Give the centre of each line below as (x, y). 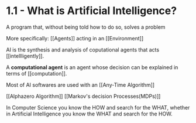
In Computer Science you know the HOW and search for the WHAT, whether (98, 107)
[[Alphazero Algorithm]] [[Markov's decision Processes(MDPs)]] (83, 96)
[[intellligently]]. (25, 56)
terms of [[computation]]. (37, 73)
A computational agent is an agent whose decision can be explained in (92, 67)
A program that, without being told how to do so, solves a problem (86, 27)
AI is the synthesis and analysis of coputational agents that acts (83, 49)
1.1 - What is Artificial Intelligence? (92, 11)
